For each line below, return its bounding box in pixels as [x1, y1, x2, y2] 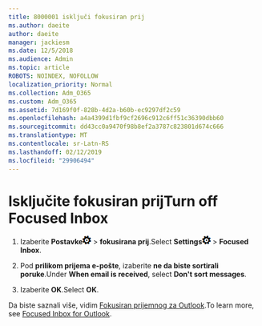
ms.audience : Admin [8, 55, 74, 63]
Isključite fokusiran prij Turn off [8, 192, 219, 210]
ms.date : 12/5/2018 [8, 46, 74, 55]
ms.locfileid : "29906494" [8, 156, 95, 164]
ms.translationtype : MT [8, 131, 88, 139]
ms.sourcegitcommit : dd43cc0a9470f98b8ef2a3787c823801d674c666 [8, 123, 224, 131]
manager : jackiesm [8, 38, 70, 46]
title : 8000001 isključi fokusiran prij [8, 13, 146, 21]
